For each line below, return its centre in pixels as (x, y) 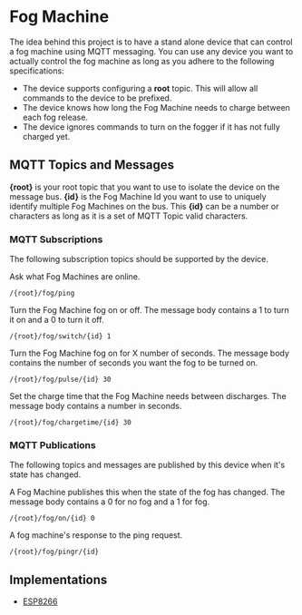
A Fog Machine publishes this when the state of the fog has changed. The (147, 493)
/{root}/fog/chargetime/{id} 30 (70, 423)
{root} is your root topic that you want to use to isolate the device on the (145, 187)
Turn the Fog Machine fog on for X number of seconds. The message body (150, 353)
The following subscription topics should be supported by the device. (139, 259)
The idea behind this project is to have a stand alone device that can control (151, 42)
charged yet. (46, 136)
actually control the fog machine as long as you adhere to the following (142, 61)
